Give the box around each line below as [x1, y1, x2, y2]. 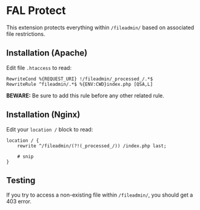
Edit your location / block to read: [6, 125, 93, 133]
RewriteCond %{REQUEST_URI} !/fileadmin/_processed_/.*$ [6, 75, 153, 82]
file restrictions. [6, 30, 45, 37]
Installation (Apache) [6, 48, 88, 58]
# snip [17, 153, 34, 159]
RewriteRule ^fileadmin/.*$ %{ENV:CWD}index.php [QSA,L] [6, 81, 153, 87]
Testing [6, 175, 36, 186]
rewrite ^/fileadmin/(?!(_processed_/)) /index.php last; [17, 142, 167, 149]
